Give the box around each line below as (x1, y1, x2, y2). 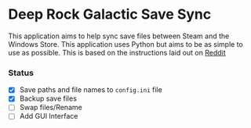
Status (8, 67, 34, 78)
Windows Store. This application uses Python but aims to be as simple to (8, 39, 243, 48)
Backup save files (19, 94, 77, 103)
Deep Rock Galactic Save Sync (8, 5, 212, 23)
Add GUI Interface (19, 112, 78, 121)
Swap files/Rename (19, 103, 82, 112)
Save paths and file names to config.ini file (19, 85, 162, 94)
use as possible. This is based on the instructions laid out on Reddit (8, 48, 226, 57)
